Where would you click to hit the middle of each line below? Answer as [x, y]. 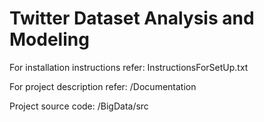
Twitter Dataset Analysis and [132, 18]
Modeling [49, 39]
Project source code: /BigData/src [79, 106]
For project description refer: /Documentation [103, 86]
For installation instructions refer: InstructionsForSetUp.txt [129, 67]
